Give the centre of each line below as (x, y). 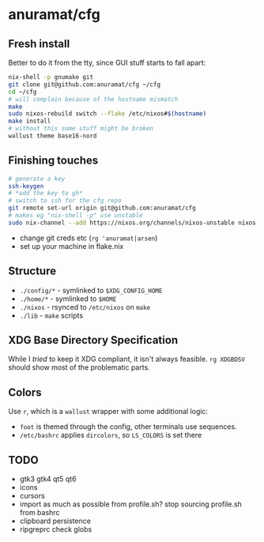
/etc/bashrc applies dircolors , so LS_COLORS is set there (111, 435)
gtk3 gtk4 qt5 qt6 (48, 479)
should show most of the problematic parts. (79, 367)
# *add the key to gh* (45, 194)
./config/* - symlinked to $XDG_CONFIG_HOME (91, 290)
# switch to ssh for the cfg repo (65, 201)
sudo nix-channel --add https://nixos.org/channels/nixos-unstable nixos (132, 223)
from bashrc (40, 513)
